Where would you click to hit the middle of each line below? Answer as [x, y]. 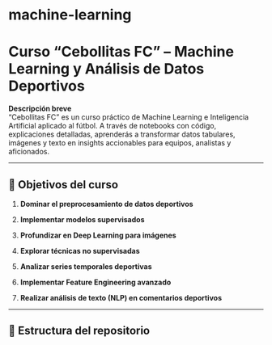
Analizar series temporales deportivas [86, 266]
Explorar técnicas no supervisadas [80, 250]
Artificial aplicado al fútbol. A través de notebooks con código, [113, 126]
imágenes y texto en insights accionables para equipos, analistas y [120, 143]
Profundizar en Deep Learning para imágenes [98, 235]
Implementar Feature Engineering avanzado [96, 282]
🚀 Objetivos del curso [64, 185]
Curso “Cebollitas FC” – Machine [121, 52]
